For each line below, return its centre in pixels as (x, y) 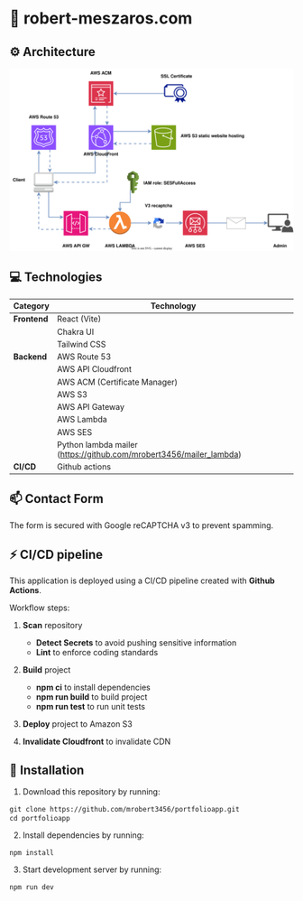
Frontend (31, 319)
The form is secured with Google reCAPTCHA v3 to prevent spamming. (142, 525)
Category (31, 306)
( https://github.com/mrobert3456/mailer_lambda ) (149, 454)
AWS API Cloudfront (95, 369)
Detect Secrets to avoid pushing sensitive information (136, 643)
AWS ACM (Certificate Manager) (118, 382)
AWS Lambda (83, 420)
